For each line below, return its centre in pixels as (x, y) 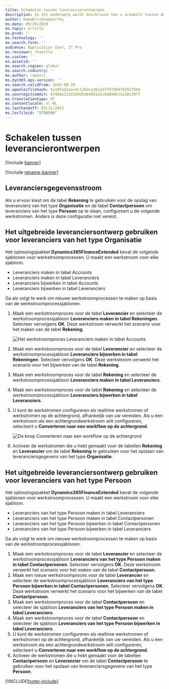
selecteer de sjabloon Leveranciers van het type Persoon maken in (83, 607)
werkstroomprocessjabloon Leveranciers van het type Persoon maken (87, 559)
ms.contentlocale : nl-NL (31, 104)
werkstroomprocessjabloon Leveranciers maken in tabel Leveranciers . (87, 380)
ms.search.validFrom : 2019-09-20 (40, 85)
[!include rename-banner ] (32, 172)
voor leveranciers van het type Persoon (68, 480)
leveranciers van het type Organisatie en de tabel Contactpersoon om (79, 205)
